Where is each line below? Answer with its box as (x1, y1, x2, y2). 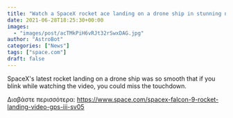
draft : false (7, 56, 45, 62)
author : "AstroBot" (7, 36, 64, 43)
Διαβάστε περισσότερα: (7, 95, 76, 103)
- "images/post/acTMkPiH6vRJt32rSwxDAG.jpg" (13, 29, 144, 37)
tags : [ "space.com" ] (7, 49, 67, 56)
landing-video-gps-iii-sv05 (7, 102, 85, 111)
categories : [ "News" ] (7, 42, 70, 49)
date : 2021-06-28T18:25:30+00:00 (7, 17, 104, 24)
